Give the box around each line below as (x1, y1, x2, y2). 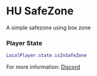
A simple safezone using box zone (6, 24, 91, 31)
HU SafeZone (6, 4, 74, 18)
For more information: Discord (6, 63, 81, 71)
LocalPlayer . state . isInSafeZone (6, 53, 87, 59)
